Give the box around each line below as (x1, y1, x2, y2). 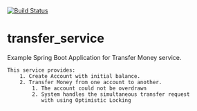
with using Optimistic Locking (41, 97, 131, 103)
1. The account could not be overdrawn (32, 85, 147, 92)
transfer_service (7, 31, 105, 46)
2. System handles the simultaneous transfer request (32, 90, 190, 98)
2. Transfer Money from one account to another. (19, 79, 162, 85)
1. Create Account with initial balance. (19, 72, 140, 79)
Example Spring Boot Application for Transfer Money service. (7, 53, 182, 61)
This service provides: (7, 66, 76, 74)
